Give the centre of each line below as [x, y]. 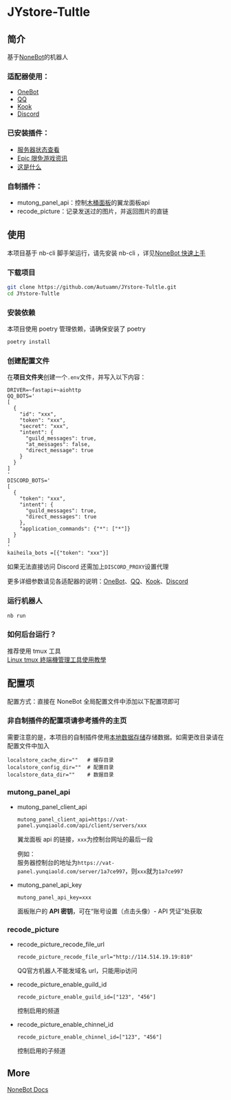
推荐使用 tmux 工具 [34, 651]
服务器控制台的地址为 [47, 863]
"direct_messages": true [61, 517]
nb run [16, 615]
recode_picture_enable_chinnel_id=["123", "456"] [90, 1037]
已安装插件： [29, 133]
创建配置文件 [29, 360]
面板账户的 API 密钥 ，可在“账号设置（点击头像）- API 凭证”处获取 [110, 911]
